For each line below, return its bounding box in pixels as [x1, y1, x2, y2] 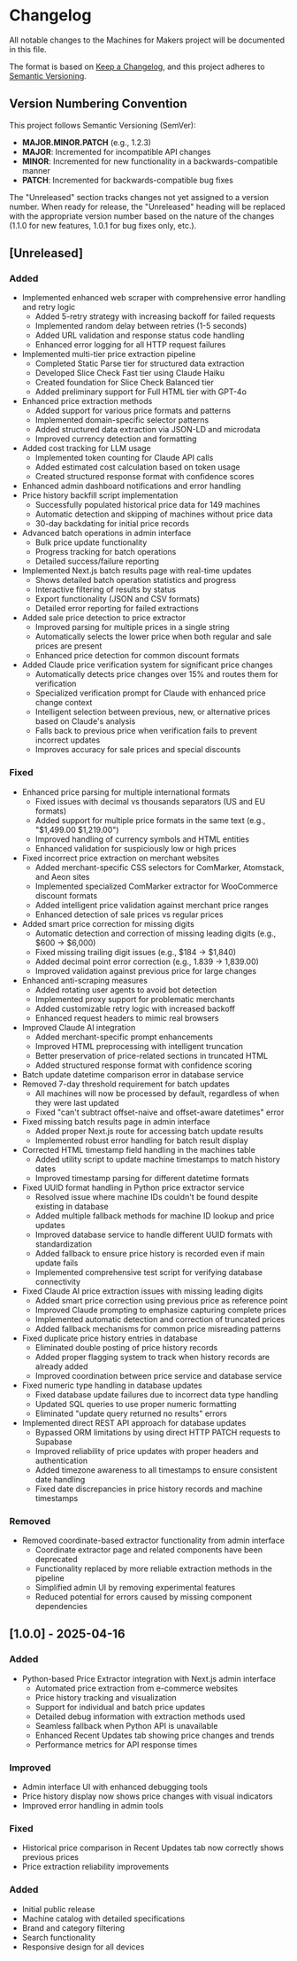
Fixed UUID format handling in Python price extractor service [21, 1182, 245, 1193]
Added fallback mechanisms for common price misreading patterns [34, 1323, 281, 1334]
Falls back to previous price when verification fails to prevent [34, 726, 258, 736]
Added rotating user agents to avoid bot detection [34, 984, 217, 995]
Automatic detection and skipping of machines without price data [34, 509, 274, 519]
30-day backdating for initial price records [34, 518, 190, 529]
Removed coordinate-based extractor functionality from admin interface [21, 1535, 286, 1546]
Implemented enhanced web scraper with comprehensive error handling [21, 292, 286, 303]
